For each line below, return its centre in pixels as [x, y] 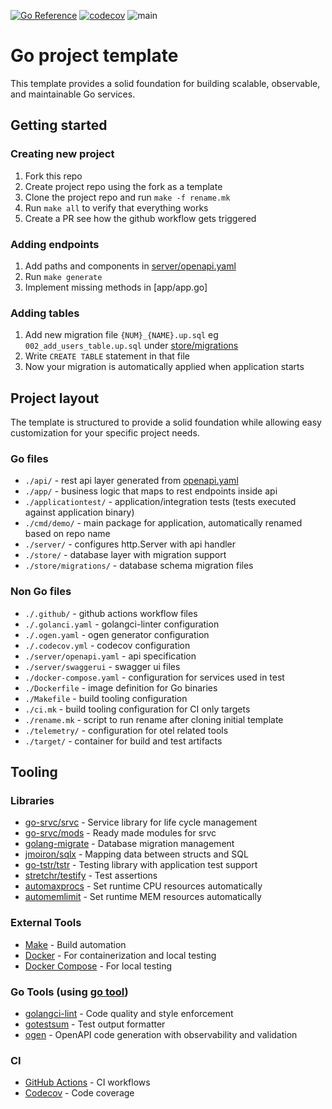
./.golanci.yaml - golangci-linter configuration [122, 624]
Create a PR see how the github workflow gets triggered [140, 218]
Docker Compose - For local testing [98, 966]
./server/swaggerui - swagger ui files [102, 666]
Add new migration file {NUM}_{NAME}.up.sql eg [121, 335]
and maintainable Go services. [73, 94]
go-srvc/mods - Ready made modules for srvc [120, 833]
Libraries [32, 800]
